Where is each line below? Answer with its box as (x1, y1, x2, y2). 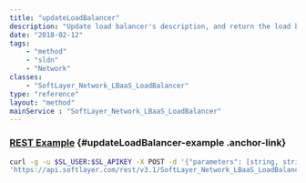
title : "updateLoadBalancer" (9, 13, 120, 23)
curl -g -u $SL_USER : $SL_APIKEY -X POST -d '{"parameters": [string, (9, 157, 280, 167)
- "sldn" (25, 56, 59, 65)
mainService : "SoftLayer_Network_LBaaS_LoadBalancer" (9, 107, 222, 116)
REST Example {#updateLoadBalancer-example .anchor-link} (9, 137, 287, 149)
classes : (9, 73, 43, 82)
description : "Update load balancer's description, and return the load (9, 22, 291, 31)
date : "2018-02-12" (9, 30, 84, 39)
